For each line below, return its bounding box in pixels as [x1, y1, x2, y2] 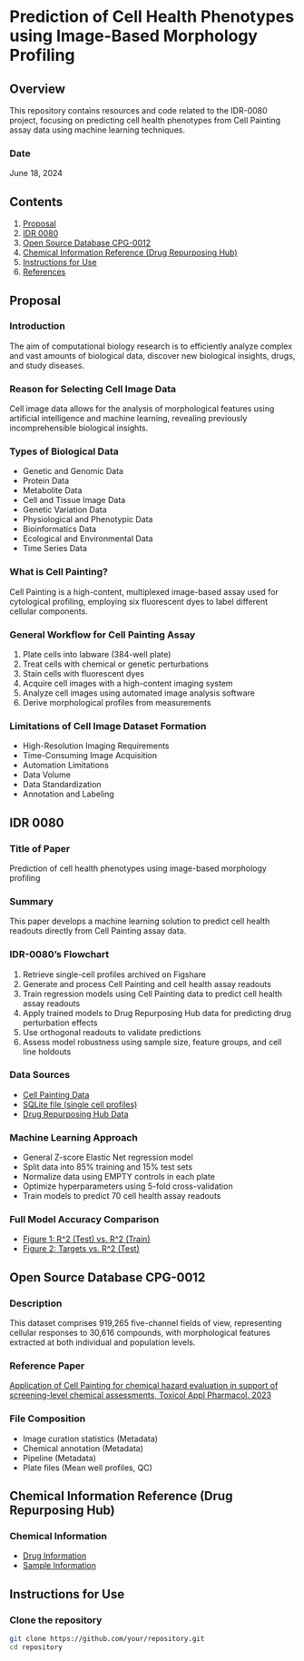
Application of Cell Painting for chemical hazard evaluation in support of [9, 1380, 279, 1391]
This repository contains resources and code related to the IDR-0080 [9, 105, 268, 115]
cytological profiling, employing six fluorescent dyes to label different [9, 596, 269, 607]
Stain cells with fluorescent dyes [22, 667, 145, 678]
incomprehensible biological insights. [9, 422, 149, 433]
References [22, 266, 66, 278]
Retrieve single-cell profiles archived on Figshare [22, 969, 207, 980]
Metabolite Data [22, 485, 83, 496]
